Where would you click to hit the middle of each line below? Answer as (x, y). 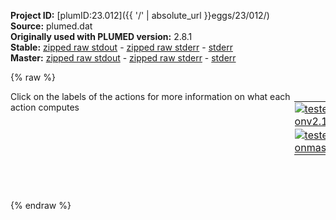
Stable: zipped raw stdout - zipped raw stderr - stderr (121, 47)
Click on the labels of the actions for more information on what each (150, 96)
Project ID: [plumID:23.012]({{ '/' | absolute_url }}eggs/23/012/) (140, 15)
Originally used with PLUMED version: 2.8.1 (101, 36)
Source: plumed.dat (51, 26)
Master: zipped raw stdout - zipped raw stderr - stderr (123, 58)
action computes (45, 107)
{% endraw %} (41, 205)
